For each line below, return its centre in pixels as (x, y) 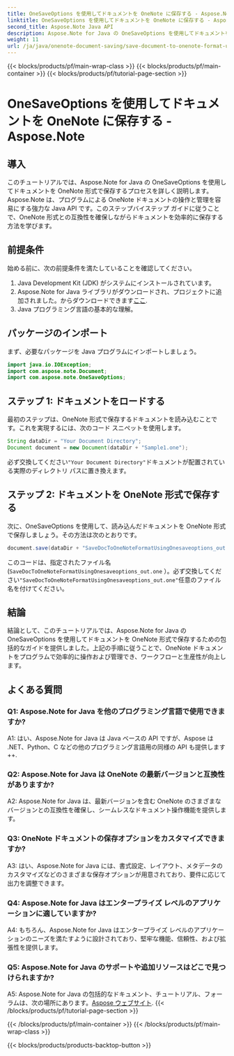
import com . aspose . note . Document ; (57, 371)
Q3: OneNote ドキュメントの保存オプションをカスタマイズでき (112, 839)
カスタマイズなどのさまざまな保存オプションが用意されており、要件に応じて (117, 874)
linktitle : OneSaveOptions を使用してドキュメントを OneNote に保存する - (109, 20)
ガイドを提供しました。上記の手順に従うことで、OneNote (108, 648)
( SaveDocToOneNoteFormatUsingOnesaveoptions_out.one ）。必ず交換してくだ (114, 571)
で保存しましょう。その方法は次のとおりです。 (74, 534)
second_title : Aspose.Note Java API (60, 27)
